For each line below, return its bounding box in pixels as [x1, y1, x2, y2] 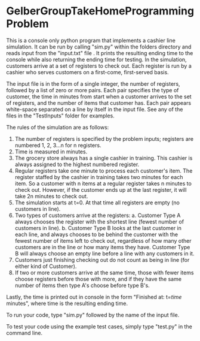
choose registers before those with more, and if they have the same [14, 275, 182, 282]
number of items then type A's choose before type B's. [14, 282, 150, 289]
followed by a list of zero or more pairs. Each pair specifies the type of [6, 86, 179, 93]
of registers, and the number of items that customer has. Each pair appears [6, 99, 192, 106]
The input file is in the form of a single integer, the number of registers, [6, 80, 180, 87]
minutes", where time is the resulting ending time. [6, 300, 128, 307]
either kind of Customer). [14, 262, 77, 270]
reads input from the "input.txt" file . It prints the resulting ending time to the [6, 49, 193, 56]
